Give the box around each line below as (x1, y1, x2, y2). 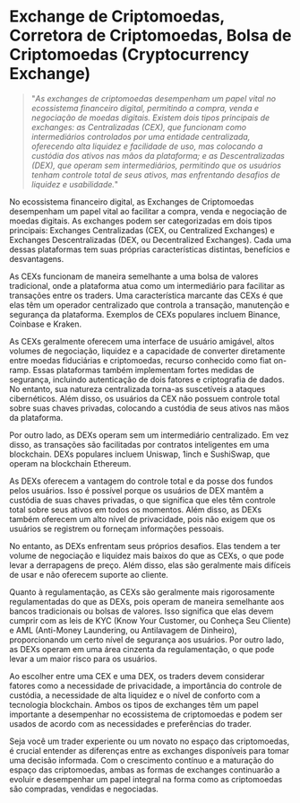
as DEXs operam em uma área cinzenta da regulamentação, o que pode (9, 643, 275, 654)
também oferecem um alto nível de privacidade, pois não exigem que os (9, 513, 276, 524)
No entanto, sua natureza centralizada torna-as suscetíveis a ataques (9, 383, 266, 394)
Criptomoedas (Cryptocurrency (9, 45, 250, 65)
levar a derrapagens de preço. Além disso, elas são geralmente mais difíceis (9, 559, 291, 571)
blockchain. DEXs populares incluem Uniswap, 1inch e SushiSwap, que (9, 449, 270, 459)
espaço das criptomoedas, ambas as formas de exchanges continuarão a (9, 764, 280, 775)
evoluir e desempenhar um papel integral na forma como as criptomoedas (9, 773, 283, 784)
